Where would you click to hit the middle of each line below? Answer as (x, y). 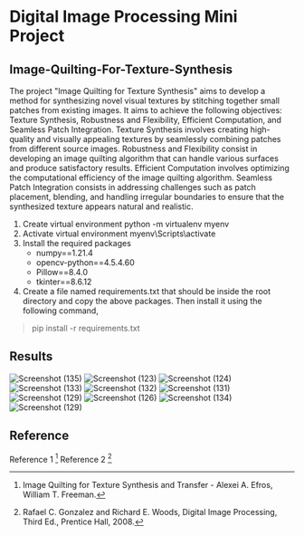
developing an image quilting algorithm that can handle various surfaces (144, 158)
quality (22, 139)
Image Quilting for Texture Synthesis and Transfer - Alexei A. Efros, (147, 485)
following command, (61, 311)
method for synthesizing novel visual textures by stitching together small (145, 100)
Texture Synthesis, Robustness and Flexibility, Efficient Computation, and (146, 120)
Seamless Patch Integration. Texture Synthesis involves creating (129, 129)
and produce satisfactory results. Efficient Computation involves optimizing (149, 168)
